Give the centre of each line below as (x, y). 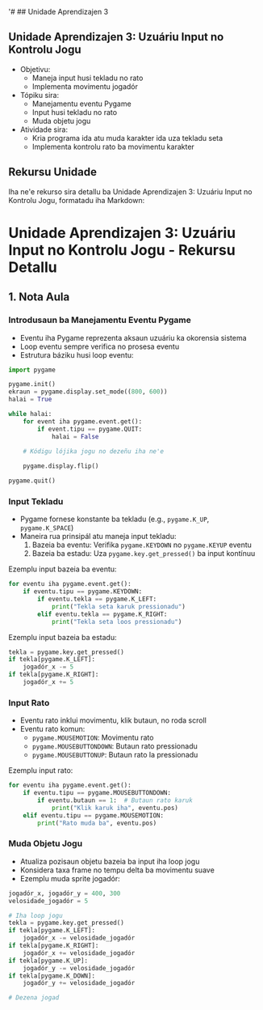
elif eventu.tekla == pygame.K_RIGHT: (102, 614)
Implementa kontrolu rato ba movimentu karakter (113, 146)
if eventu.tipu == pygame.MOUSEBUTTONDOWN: (97, 793)
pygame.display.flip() (61, 466)
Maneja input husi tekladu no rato (88, 78)
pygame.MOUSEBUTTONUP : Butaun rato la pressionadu (115, 755)
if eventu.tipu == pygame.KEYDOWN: (83, 592)
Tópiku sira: (39, 95)
